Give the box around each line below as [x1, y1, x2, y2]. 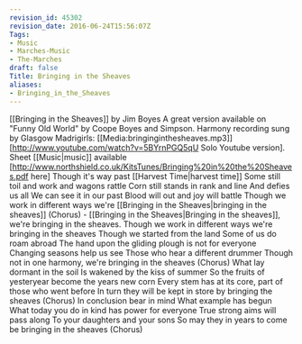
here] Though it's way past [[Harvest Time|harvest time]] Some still [30, 170, 281, 181]
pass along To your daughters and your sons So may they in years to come [9, 314, 288, 325]
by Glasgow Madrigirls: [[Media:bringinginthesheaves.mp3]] [9, 132, 233, 143]
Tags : [9, 30, 30, 39]
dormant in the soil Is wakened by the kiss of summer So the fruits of [9, 267, 265, 277]
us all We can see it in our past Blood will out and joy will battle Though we [9, 190, 287, 201]
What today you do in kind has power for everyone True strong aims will [9, 304, 277, 315]
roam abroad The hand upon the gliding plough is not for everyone [9, 238, 257, 249]
